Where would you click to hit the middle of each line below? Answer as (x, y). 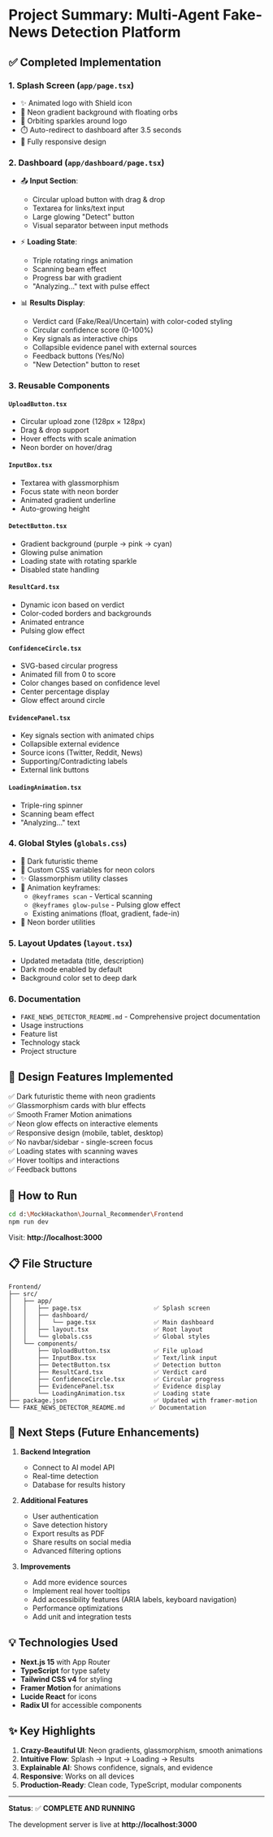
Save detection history (70, 1525)
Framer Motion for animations (71, 1688)
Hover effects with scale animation (78, 439)
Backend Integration (55, 1452)
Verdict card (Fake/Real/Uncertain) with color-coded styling (132, 322)
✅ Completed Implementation (85, 62)
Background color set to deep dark (78, 978)
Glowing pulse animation (61, 552)
